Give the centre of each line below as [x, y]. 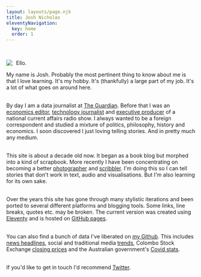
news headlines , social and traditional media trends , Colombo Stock [90, 243]
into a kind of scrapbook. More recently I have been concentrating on [92, 162]
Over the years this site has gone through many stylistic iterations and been [100, 199]
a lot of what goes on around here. [49, 87]
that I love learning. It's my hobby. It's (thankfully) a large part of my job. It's [100, 81]
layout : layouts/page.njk [39, 12]
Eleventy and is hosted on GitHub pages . [57, 219]
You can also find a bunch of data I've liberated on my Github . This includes [100, 237]
